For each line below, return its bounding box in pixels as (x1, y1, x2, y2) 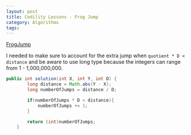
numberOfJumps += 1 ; (37, 103, 88, 109)
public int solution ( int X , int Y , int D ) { (6, 76, 117, 82)
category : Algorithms (6, 19, 59, 25)
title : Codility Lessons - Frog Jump (6, 14, 99, 20)
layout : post (6, 8, 38, 15)
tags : (6, 25, 19, 31)
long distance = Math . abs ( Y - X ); (27, 81, 112, 88)
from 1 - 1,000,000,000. (6, 65, 63, 72)
